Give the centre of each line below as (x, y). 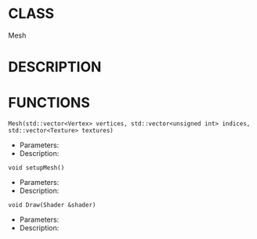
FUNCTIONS (49, 103)
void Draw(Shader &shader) (52, 205)
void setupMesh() (36, 168)
